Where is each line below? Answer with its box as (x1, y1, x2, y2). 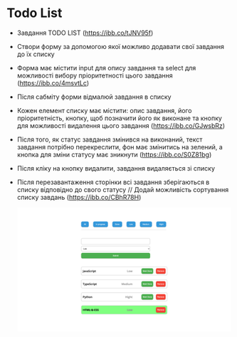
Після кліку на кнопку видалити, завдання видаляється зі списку (16, 164, 215, 172)
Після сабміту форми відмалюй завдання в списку (16, 92, 172, 101)
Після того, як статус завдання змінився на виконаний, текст (16, 135, 203, 144)
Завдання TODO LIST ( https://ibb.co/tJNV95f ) (16, 28, 154, 37)
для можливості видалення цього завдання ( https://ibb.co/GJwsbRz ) (16, 121, 226, 129)
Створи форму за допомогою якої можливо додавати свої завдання (16, 42, 225, 50)
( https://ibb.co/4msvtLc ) (16, 78, 90, 87)
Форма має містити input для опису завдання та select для (16, 63, 196, 72)
